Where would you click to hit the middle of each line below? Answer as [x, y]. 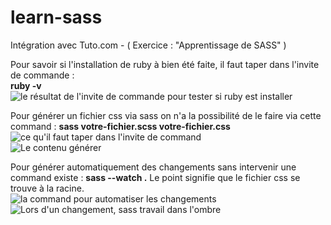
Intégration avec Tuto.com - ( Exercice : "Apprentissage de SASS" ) [148, 45]
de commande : [42, 75]
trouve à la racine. [47, 188]
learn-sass [56, 17]
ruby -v [26, 85]
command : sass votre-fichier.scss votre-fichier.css [120, 126]
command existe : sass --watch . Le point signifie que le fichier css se [155, 177]
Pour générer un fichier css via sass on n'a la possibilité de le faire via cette [166, 115]
